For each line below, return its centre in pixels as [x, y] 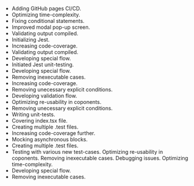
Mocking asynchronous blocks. [50, 139]
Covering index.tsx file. [39, 121]
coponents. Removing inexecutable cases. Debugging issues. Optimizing [100, 158]
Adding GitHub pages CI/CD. [46, 9]
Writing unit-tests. [34, 114]
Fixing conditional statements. [48, 21]
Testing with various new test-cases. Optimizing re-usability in [87, 152]
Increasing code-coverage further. [53, 133]
